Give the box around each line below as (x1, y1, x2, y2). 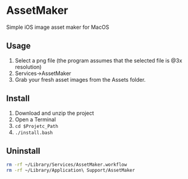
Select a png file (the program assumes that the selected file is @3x (14, 56, 183, 64)
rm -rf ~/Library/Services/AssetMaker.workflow (6, 162, 128, 168)
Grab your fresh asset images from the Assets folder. (14, 76, 146, 83)
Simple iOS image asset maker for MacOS (6, 23, 110, 31)
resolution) (14, 63, 42, 70)
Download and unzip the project (14, 109, 94, 117)
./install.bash (14, 130, 53, 136)
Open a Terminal (14, 115, 56, 123)
